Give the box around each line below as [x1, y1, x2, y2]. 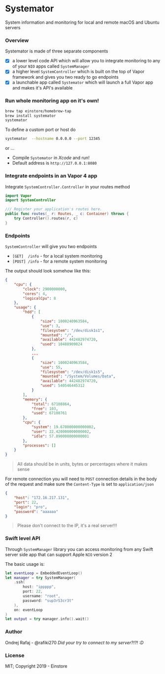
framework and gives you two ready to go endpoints [12, 74, 119, 80]
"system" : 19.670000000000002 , [31, 425, 96, 430]
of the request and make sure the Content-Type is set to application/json [5, 481, 154, 487]
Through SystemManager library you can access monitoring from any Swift [5, 546, 154, 552]
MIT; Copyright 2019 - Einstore [5, 663, 67, 669]
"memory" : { [23, 397, 48, 402]
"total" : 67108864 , [31, 402, 71, 406]
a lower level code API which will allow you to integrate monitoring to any [12, 58, 161, 64]
